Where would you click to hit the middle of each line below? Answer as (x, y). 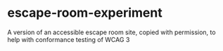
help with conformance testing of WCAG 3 (69, 39)
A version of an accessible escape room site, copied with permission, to (111, 32)
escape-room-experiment (85, 13)
